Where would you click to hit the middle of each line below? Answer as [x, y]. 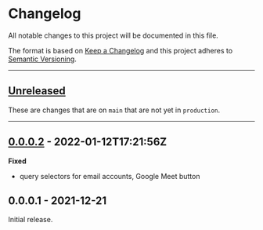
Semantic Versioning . [42, 59]
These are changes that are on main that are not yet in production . [114, 110]
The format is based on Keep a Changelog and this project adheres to [121, 50]
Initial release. [31, 220]
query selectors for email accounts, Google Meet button [110, 176]
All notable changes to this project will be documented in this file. [113, 35]
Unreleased [37, 91]
